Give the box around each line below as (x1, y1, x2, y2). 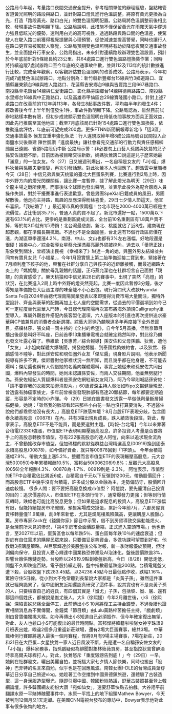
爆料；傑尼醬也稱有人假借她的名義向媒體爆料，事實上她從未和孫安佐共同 (5, 364, 158, 369)
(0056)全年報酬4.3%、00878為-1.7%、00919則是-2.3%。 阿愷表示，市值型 (5, 466, 165, 472)
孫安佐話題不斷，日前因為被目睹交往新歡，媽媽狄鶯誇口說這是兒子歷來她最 (5, 152, 162, 158)
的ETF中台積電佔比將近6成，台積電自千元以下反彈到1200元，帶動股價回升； (5, 472, 166, 479)
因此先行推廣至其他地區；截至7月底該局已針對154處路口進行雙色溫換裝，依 (5, 120, 163, 126)
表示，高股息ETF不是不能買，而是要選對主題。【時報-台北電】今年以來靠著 (9, 421, 166, 427)
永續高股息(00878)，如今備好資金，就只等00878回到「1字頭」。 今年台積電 (5, 447, 163, 453)
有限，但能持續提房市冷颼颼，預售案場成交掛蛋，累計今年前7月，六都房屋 (5, 505, 160, 510)
